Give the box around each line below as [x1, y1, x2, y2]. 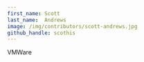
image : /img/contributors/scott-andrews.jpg [7, 23, 138, 30]
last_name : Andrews [7, 17, 67, 23]
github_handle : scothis [7, 29, 76, 37]
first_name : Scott [7, 10, 60, 17]
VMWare [7, 48, 33, 56]
